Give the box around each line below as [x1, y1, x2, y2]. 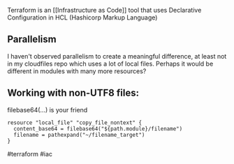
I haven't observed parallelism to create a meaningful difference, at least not [7, 52, 227, 60]
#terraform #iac [7, 149, 53, 158]
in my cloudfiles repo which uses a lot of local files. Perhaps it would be [7, 59, 214, 68]
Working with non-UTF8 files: [7, 87, 140, 99]
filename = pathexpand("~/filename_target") [13, 131, 145, 138]
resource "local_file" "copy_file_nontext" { [7, 119, 142, 126]
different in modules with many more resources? [7, 66, 147, 75]
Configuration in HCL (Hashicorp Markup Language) [7, 13, 158, 22]
